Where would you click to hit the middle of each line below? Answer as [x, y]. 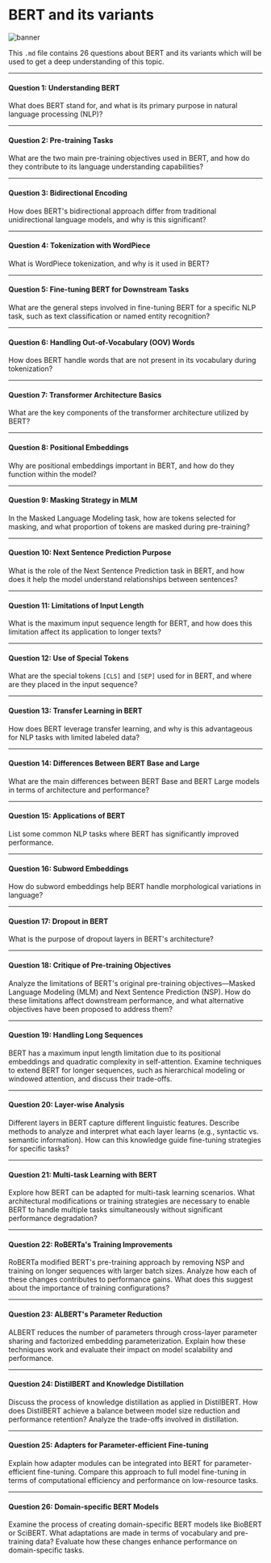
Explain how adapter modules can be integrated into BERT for [110, 1464]
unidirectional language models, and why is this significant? [107, 219]
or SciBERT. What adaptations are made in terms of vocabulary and [120, 1533]
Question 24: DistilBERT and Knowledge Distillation [96, 1384]
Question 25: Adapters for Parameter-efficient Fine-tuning [108, 1445]
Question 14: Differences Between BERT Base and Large [104, 763]
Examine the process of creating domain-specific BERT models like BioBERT [135, 1524]
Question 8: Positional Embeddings [69, 447]
